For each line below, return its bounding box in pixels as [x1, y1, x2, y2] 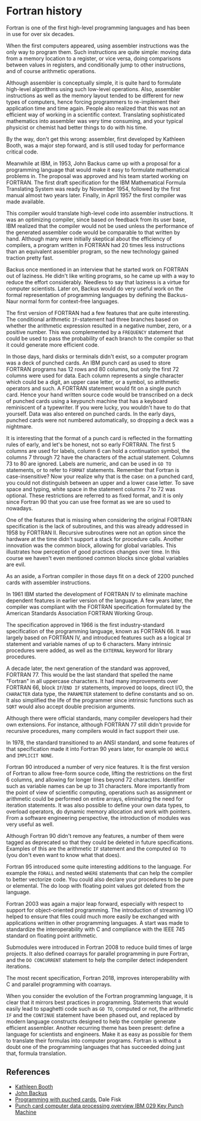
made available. [6, 198, 45, 205]
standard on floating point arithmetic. [6, 931, 98, 939]
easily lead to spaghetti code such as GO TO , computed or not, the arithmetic [6, 1005, 194, 1012]
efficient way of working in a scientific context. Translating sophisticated [6, 111, 185, 118]
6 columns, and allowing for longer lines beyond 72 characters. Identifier [6, 776, 185, 783]
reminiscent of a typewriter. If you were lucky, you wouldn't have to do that [6, 404, 191, 411]
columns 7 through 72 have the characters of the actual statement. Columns [6, 453, 194, 461]
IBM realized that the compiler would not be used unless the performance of [6, 222, 194, 229]
